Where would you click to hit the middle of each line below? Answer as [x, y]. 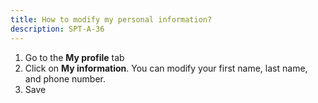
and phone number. [65, 78]
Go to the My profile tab [74, 57]
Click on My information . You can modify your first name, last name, [166, 68]
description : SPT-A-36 [57, 29]
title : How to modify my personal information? [111, 19]
